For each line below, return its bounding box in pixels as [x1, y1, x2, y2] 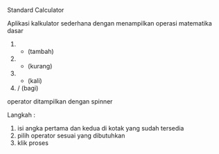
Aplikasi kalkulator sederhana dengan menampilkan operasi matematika [7, 19, 213, 27]
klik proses [17, 139, 49, 147]
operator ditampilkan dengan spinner [7, 97, 113, 106]
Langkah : [7, 110, 36, 119]
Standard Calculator [7, 6, 64, 14]
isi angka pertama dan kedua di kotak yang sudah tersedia [17, 124, 184, 132]
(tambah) [27, 48, 54, 55]
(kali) [27, 77, 43, 85]
